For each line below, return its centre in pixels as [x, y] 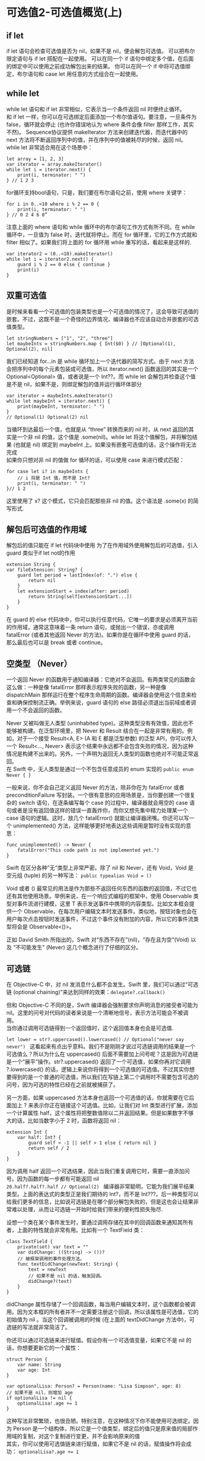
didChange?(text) [50, 1282]
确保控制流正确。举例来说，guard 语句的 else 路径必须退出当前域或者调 [106, 703]
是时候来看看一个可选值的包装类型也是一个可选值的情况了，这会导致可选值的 [103, 311]
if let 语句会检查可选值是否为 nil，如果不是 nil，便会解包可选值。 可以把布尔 [101, 51]
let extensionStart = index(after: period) [74, 591]
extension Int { [27, 1132]
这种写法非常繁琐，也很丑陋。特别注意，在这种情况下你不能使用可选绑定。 [100, 1421]
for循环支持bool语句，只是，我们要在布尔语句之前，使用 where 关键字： [97, 192]
